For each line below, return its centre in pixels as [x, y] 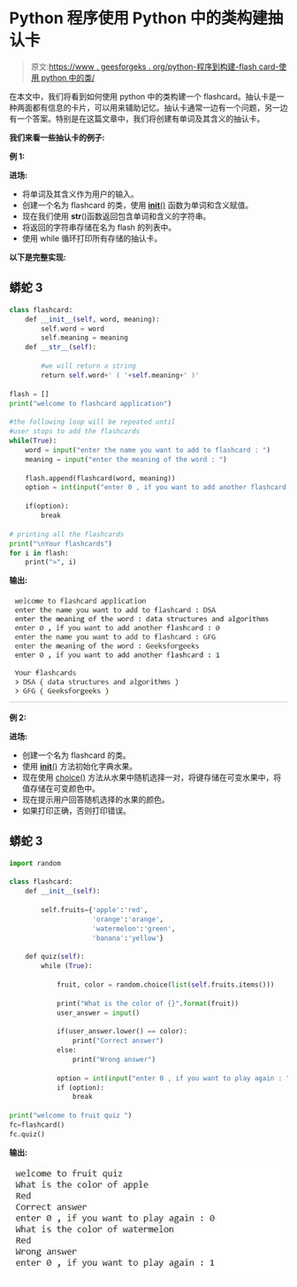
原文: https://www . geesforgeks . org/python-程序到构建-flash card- [155, 66]
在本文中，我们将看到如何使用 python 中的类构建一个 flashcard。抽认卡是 [143, 96]
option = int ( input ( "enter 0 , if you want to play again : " [173, 1078]
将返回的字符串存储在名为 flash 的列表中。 [99, 227]
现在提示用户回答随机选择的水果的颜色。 [95, 799]
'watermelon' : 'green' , [134, 928]
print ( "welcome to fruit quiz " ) [71, 1116]
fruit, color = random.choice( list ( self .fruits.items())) [165, 985]
